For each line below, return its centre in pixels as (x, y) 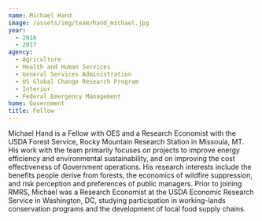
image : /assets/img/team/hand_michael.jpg (79, 23)
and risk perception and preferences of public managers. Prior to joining (125, 184)
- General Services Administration (74, 74)
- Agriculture (38, 60)
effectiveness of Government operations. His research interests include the (130, 167)
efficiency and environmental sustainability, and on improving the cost (122, 158)
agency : (21, 52)
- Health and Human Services (63, 67)
